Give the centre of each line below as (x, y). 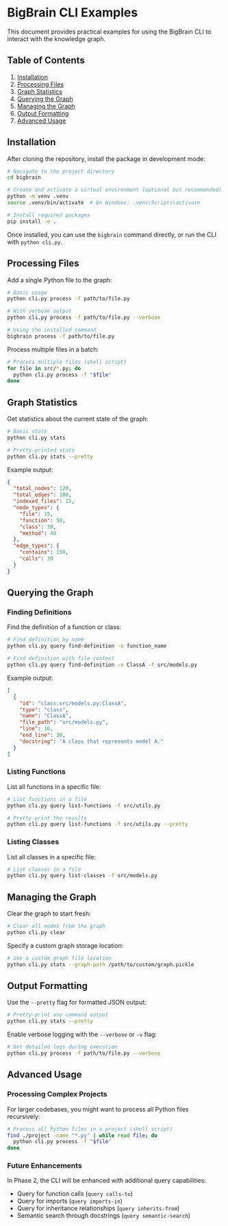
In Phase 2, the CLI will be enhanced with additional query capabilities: (107, 1181)
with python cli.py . (35, 242)
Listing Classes (33, 842)
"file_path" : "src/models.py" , (64, 722)
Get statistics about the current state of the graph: (78, 419)
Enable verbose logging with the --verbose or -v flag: (82, 1034)
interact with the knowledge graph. (56, 38)
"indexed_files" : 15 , (44, 502)
